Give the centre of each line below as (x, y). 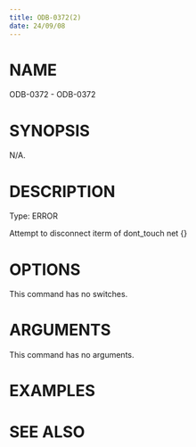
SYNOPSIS (50, 131)
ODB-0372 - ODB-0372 (53, 95)
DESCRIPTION (62, 191)
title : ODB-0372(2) (45, 17)
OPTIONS (45, 269)
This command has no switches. (69, 294)
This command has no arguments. (72, 355)
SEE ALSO (47, 431)
